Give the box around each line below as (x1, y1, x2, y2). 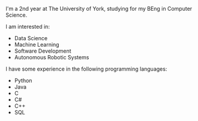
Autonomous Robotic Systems (14, 54, 89, 60)
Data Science (14, 35, 48, 41)
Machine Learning (14, 41, 59, 48)
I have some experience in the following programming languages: (5, 65, 167, 72)
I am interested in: (5, 23, 50, 30)
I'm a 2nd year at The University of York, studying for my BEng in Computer (5, 5, 193, 12)
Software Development (14, 47, 71, 55)
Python (14, 77, 32, 84)
